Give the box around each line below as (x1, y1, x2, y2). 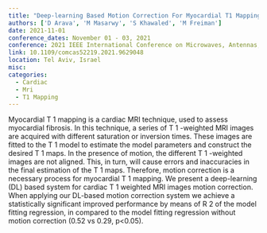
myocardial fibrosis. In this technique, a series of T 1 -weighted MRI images (8, 123, 254, 133)
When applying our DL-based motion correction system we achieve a (8, 191, 235, 200)
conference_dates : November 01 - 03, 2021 (8, 33, 151, 42)
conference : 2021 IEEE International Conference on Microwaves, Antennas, (8, 41, 261, 49)
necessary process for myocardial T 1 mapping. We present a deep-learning (8, 174, 257, 184)
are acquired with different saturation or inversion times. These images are (8, 132, 253, 142)
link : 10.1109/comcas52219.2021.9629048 (8, 49, 145, 56)
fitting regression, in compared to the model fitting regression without (8, 208, 236, 217)
